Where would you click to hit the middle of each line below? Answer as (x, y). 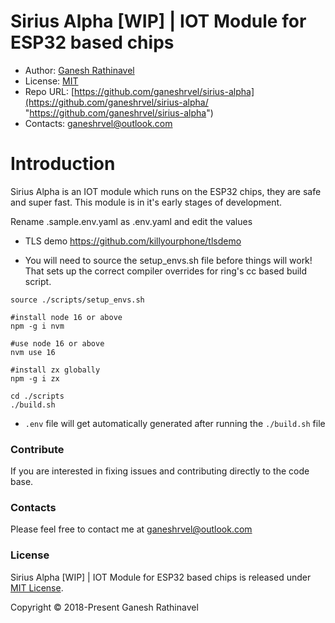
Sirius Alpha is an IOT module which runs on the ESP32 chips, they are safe (166, 191)
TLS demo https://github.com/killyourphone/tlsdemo (133, 241)
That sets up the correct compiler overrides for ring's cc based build (166, 271)
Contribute (37, 449)
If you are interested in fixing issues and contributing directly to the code (160, 471)
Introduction (63, 164)
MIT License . (37, 587)
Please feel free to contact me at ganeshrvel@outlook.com (131, 529)
